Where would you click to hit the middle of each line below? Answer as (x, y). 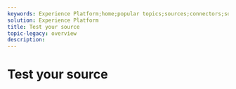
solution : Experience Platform (53, 20)
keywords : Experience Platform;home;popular (73, 14)
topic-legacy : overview (42, 33)
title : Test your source (44, 27)
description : (26, 40)
